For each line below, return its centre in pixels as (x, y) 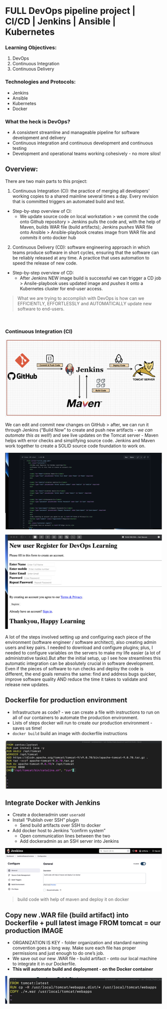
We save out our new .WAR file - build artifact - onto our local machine (85, 959)
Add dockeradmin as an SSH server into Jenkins (69, 841)
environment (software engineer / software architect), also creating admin (81, 642)
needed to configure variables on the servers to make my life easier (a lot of (83, 652)
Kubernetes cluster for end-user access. (61, 288)
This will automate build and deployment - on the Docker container (83, 969)
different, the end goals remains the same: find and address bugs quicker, (81, 674)
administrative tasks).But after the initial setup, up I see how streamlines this (83, 658)
